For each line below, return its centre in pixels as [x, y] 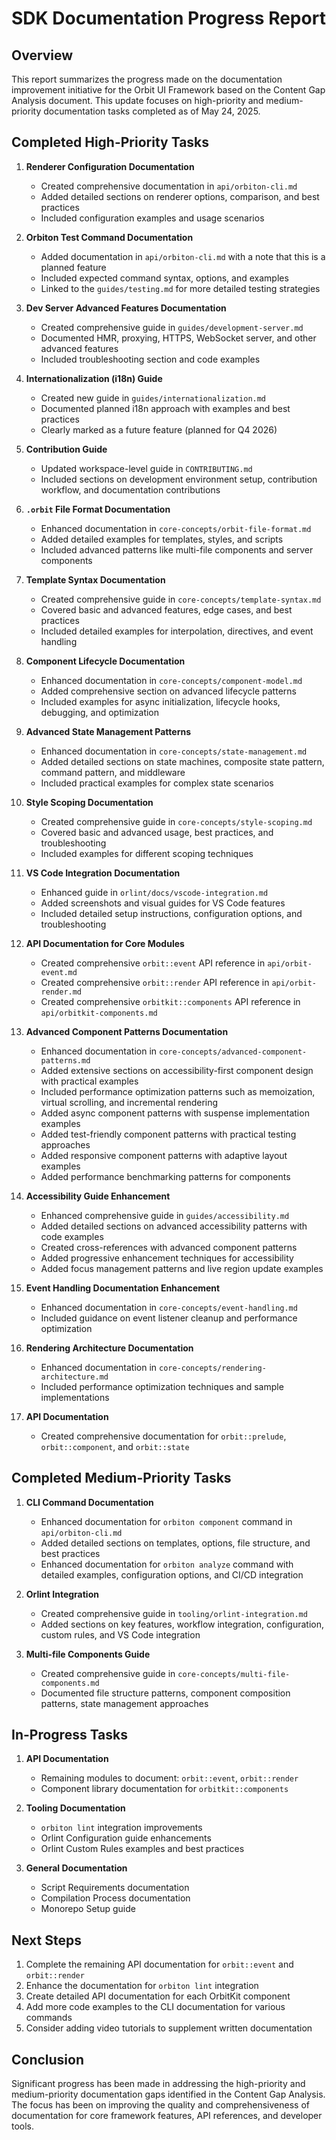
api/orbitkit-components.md [99, 1013]
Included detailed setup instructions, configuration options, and [171, 913]
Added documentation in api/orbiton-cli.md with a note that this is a [183, 256]
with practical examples [89, 1081]
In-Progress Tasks [70, 1735]
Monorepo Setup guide [88, 1909]
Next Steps [46, 1940]
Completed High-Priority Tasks [110, 142]
